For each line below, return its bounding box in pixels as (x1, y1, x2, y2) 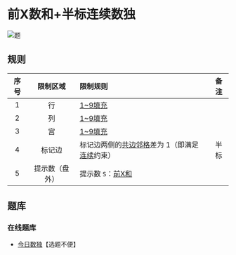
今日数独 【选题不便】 (17, 240, 79, 249)
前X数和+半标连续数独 (7, 6, 136, 22)
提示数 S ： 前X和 (79, 169, 133, 178)
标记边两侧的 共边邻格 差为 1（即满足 (79, 140, 199, 150)
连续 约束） (79, 150, 115, 160)
